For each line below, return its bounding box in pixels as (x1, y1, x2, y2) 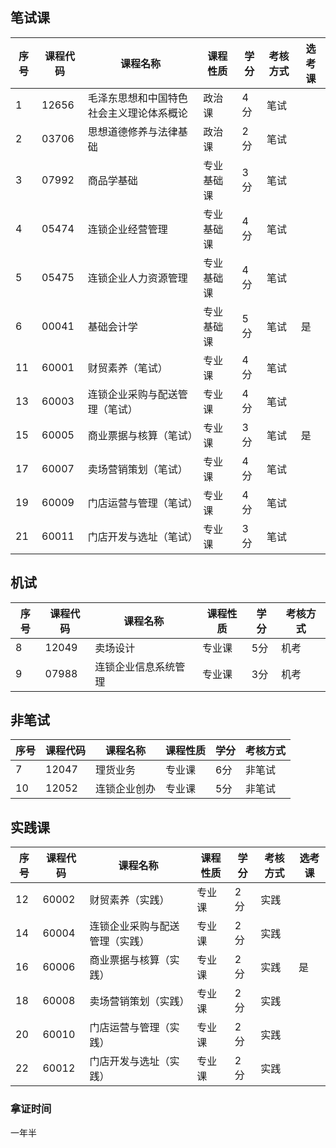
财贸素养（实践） (89, 893, 170, 907)
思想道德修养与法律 (87, 124, 178, 138)
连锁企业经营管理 (87, 222, 168, 236)
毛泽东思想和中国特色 (87, 91, 188, 105)
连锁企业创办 (95, 782, 157, 796)
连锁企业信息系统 (94, 659, 176, 673)
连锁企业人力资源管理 (87, 271, 188, 285)
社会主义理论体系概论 (87, 106, 188, 120)
